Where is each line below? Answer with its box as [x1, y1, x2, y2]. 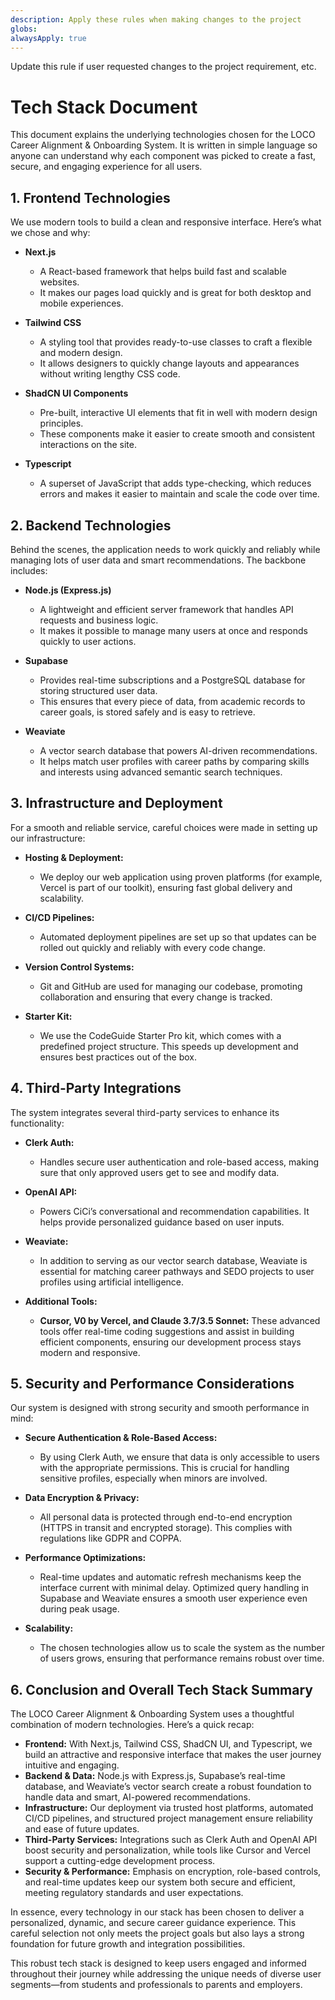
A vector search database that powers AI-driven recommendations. [39, 744, 318, 756]
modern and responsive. [39, 1346, 141, 1358]
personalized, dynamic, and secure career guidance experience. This [10, 1917, 297, 1929]
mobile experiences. [39, 297, 124, 310]
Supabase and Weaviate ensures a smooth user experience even [39, 1592, 308, 1605]
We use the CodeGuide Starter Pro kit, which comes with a [39, 1029, 282, 1041]
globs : [10, 24, 38, 34]
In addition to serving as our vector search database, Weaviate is [39, 1254, 308, 1266]
